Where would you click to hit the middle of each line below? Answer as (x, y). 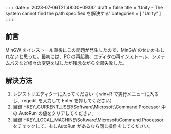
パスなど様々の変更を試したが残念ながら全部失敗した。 (68, 63)
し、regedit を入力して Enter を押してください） (63, 100)
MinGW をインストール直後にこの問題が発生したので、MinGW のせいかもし (85, 50)
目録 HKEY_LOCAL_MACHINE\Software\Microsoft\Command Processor (88, 120)
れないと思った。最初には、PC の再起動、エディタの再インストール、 (79, 56)
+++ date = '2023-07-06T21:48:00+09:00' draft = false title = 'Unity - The (84, 7)
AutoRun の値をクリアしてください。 (58, 113)
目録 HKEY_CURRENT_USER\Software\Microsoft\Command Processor (87, 107)
